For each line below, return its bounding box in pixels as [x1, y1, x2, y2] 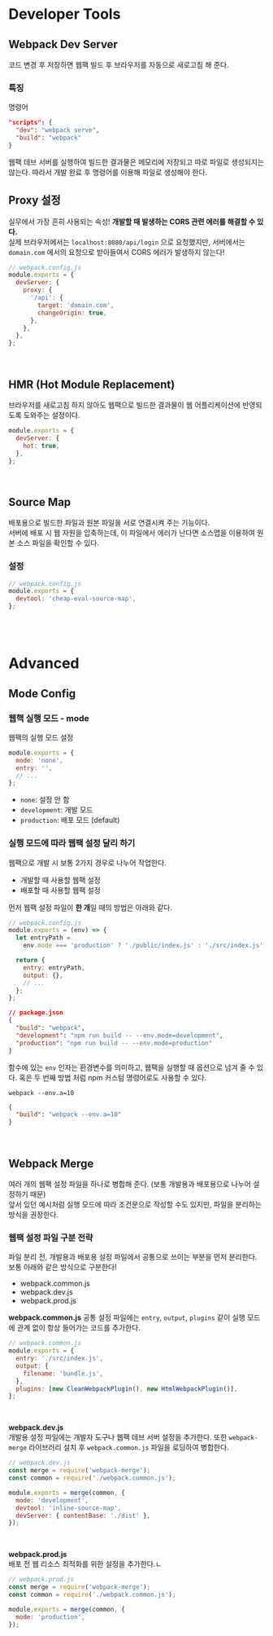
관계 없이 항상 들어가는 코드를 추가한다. [16, 1323, 141, 1333]
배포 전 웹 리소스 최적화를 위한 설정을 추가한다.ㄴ [8, 1559, 162, 1569]
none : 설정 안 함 [19, 795, 70, 805]
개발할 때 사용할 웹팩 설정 [19, 875, 102, 885]
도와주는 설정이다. [23, 411, 80, 420]
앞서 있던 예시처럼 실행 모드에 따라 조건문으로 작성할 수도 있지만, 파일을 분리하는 [8, 1199, 262, 1210]
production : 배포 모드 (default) [19, 816, 120, 825]
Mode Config [8, 686, 76, 701]
